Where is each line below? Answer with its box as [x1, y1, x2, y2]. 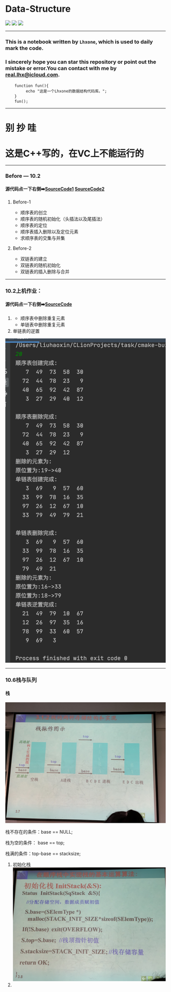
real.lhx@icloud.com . [5, 71, 60, 78]
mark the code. [5, 44, 44, 52]
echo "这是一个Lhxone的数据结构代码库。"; [25, 89, 107, 94]
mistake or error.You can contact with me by [5, 64, 117, 72]
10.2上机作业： [5, 287, 42, 294]
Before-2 [12, 245, 32, 251]
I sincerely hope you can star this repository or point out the [5, 58, 156, 65]
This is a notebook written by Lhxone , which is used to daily [5, 38, 153, 45]
